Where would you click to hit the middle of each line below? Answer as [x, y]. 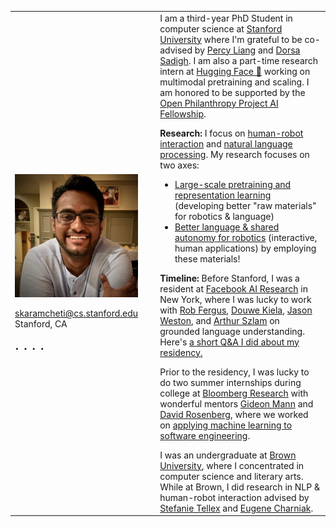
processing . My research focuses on [234, 154]
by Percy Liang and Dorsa [247, 50]
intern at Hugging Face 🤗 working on [235, 71]
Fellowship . [183, 113]
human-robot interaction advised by [234, 497]
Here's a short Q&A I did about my [229, 342]
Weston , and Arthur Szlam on [219, 320]
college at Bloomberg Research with [234, 393]
